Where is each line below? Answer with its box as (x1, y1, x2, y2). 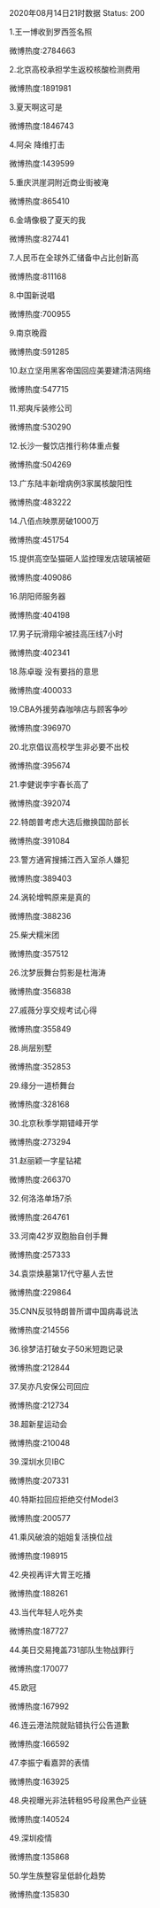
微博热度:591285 (9, 346, 70, 357)
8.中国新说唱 (9, 290, 56, 300)
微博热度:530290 (9, 421, 72, 432)
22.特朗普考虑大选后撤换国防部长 (9, 817, 130, 827)
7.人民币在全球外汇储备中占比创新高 (9, 252, 140, 263)
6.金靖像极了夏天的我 (9, 215, 87, 225)
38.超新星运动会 (9, 1419, 68, 1429)
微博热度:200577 (9, 1513, 71, 1523)
